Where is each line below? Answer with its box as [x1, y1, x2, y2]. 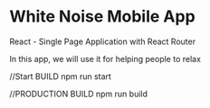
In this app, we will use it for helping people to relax [9, 53, 202, 64]
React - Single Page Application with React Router [9, 36, 196, 47]
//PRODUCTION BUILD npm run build [9, 88, 148, 99]
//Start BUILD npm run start [9, 70, 111, 82]
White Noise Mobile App [9, 6, 196, 27]
